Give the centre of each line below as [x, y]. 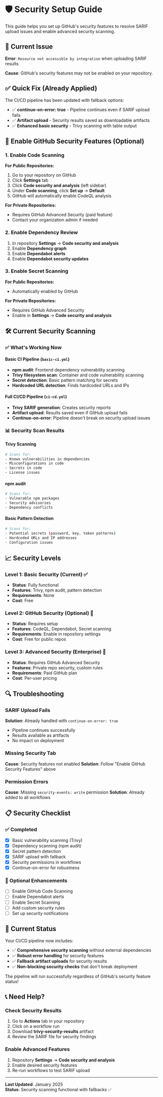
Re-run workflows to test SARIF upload [51, 1070]
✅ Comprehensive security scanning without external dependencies [81, 950]
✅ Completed [21, 830]
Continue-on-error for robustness [46, 868]
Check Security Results [33, 1010]
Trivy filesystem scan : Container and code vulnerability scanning [78, 375]
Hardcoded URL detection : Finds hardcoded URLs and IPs [71, 386]
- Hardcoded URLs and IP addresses [41, 538]
